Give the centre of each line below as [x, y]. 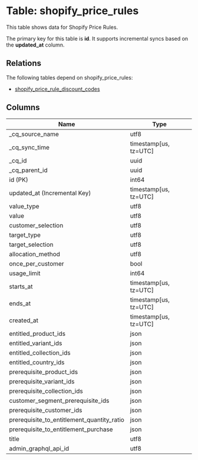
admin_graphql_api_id [39, 448]
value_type [24, 206]
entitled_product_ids [37, 333]
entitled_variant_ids [36, 343]
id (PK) [19, 180]
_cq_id [18, 160]
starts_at [21, 286]
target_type [25, 235]
